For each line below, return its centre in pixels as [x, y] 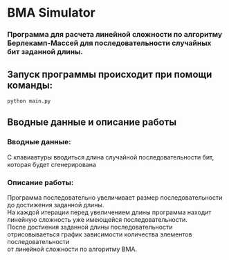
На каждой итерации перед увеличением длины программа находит [109, 212]
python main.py [29, 101]
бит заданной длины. [45, 52]
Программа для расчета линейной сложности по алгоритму [115, 35]
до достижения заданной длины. [56, 205]
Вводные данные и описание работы [92, 122]
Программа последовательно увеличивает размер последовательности [115, 197]
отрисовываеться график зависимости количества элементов [100, 234]
